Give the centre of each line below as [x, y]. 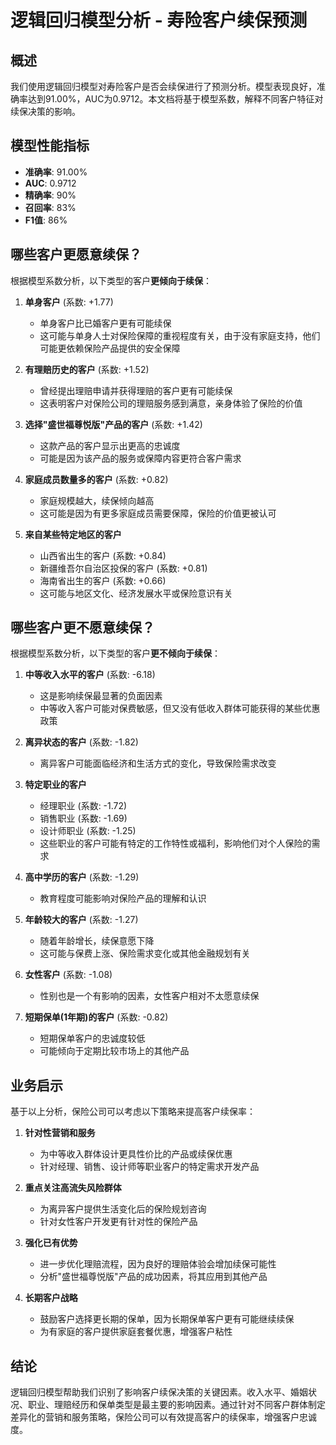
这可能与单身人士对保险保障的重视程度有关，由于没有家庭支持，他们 [180, 335]
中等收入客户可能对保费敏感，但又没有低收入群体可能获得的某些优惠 [180, 708]
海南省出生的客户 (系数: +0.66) [103, 580]
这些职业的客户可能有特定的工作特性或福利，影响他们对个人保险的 [175, 843]
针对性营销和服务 [60, 1133]
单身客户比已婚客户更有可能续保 [105, 323]
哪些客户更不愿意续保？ [82, 627]
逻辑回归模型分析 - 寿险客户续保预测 [159, 20]
